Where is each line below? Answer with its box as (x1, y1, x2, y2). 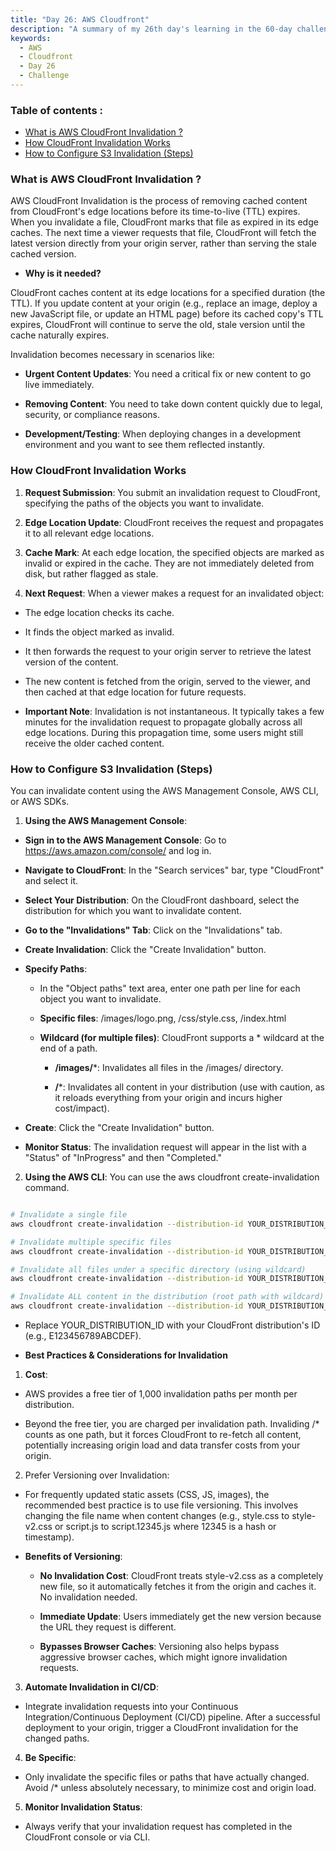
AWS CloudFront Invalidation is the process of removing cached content (10, 195, 308, 207)
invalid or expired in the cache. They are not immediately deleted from (24, 557, 315, 569)
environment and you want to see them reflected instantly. (24, 439, 266, 451)
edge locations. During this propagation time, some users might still (24, 726, 304, 738)
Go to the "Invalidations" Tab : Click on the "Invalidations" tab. (24, 924, 283, 936)
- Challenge (19, 71, 70, 81)
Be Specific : (24, 1752, 77, 1764)
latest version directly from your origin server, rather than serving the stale (10, 237, 317, 250)
